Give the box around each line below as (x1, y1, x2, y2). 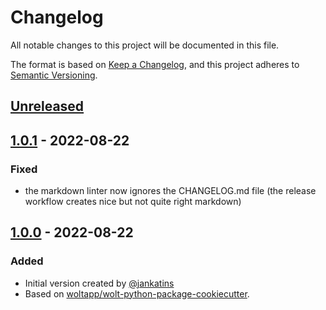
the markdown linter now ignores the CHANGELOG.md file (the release (24, 185, 317, 197)
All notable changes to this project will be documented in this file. (10, 39, 280, 51)
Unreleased (10, 98, 85, 115)
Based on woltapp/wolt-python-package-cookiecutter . (24, 287, 250, 300)
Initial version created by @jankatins (24, 277, 175, 289)
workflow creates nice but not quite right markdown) (24, 196, 242, 208)
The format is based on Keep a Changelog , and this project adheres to (10, 58, 300, 70)
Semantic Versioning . (10, 69, 98, 81)
